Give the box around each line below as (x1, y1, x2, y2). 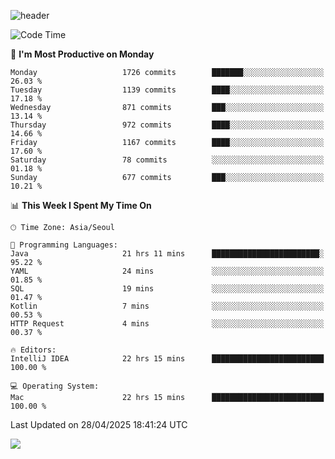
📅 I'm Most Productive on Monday (10, 48, 155, 60)
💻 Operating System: (10, 381, 100, 391)
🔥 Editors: (10, 345, 57, 355)
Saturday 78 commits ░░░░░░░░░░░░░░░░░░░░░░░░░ (10, 155, 325, 165)
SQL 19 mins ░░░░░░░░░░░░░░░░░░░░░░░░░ (10, 284, 325, 294)
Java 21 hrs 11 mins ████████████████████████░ (10, 249, 325, 259)
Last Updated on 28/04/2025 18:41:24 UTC (10, 419, 188, 430)
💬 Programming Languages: (10, 240, 118, 250)
